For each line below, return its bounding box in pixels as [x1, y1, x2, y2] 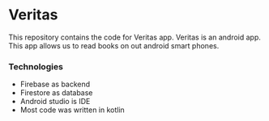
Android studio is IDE [19, 97, 91, 106]
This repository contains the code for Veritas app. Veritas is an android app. [8, 32, 262, 42]
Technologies [8, 60, 63, 72]
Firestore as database [19, 88, 93, 98]
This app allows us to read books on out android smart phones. [8, 40, 220, 50]
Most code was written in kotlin [19, 105, 126, 115]
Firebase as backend [19, 79, 91, 90]
